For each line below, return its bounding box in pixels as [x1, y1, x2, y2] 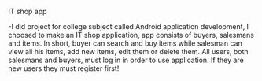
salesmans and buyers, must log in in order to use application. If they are [8, 55, 244, 64]
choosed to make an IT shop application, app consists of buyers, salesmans [8, 31, 254, 39]
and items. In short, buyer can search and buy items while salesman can [8, 39, 242, 48]
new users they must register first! [8, 64, 120, 73]
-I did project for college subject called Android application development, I [8, 22, 249, 31]
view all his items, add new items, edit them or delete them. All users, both [8, 47, 249, 56]
